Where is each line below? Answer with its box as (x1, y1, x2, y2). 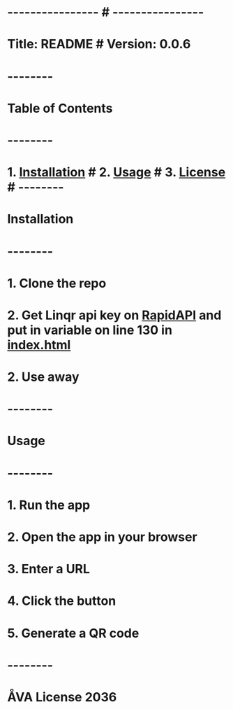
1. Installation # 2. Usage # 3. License (7, 164, 226, 181)
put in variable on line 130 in (7, 322, 173, 338)
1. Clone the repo (7, 275, 107, 291)
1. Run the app (7, 497, 91, 513)
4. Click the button (7, 593, 116, 609)
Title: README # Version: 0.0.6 (7, 36, 191, 52)
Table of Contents (7, 100, 113, 116)
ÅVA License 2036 (7, 689, 117, 705)
